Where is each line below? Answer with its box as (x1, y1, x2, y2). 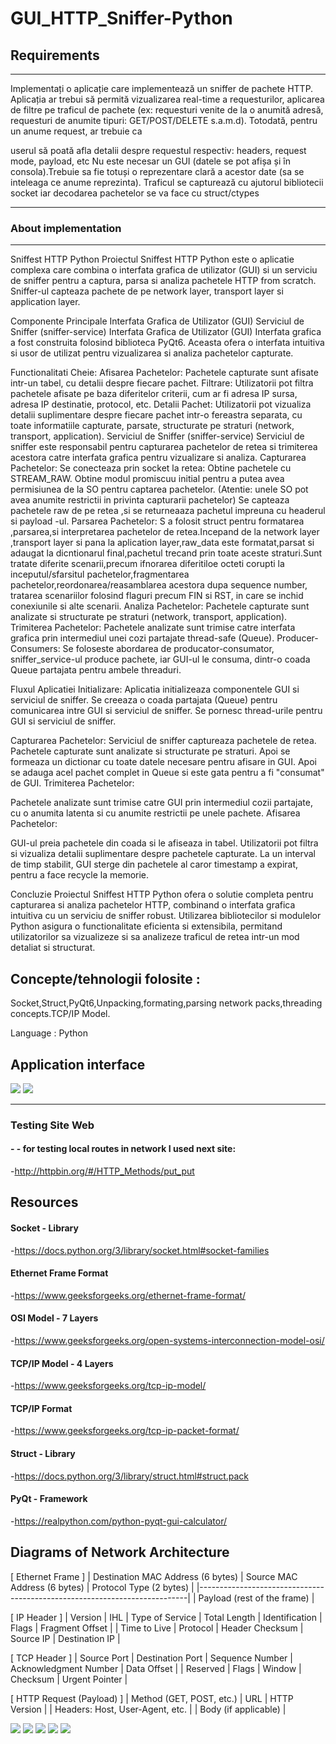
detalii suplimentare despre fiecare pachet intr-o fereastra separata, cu (10, 409, 303, 421)
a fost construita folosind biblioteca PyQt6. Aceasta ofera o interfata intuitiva (10, 337, 325, 349)
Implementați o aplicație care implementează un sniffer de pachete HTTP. (10, 83, 314, 94)
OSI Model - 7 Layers (10, 1312, 99, 1324)
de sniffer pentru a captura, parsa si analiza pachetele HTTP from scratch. (10, 275, 317, 287)
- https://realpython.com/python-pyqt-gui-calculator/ (10, 1515, 228, 1527)
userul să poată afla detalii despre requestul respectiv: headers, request (10, 145, 307, 156)
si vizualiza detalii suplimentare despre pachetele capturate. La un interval (10, 848, 316, 860)
